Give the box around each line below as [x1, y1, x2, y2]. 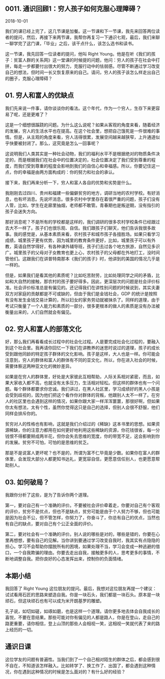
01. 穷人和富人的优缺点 [5, 91, 74, 100]
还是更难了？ [22, 111, 48, 117]
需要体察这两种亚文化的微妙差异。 [5, 363, 74, 369]
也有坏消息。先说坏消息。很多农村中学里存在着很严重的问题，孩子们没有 [13, 196, 160, 202]
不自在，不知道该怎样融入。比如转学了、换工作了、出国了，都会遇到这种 [5, 662, 151, 668]
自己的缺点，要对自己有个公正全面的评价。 [9, 521, 96, 527]
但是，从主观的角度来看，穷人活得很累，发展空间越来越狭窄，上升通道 [13, 134, 156, 140]
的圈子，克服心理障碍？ [5, 75, 53, 81]
